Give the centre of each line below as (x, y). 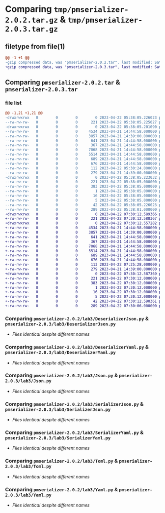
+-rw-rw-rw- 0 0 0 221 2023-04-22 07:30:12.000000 (81, 278)
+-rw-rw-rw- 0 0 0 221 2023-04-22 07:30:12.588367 (81, 219)
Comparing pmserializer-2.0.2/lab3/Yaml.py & (62, 489)
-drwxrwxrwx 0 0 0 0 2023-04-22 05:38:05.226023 (81, 118)
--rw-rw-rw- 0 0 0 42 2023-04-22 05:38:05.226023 (81, 205)
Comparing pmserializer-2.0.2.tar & (63, 82)
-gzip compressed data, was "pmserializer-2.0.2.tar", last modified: (79, 62)
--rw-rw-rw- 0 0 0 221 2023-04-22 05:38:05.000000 (81, 182)
